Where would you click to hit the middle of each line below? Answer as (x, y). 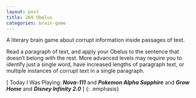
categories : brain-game (36, 23)
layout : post (23, 12)
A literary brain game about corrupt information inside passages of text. (96, 40)
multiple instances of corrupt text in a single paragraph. (76, 71)
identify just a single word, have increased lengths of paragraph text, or (95, 64)
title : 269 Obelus (29, 17)
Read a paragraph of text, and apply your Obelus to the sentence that (93, 52)
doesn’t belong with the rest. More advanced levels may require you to (94, 58)
